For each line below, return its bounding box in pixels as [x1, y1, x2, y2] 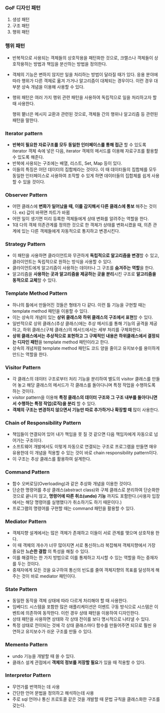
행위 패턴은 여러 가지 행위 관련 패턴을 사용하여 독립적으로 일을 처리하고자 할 [12, 94, 157, 100]
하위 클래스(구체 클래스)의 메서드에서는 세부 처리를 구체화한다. [23, 327, 142, 333]
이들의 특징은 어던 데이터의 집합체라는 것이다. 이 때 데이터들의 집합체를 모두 [12, 166, 157, 172]
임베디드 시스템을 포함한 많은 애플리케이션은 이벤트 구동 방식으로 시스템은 [12, 604, 154, 610]
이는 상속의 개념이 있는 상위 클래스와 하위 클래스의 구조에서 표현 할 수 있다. [12, 314, 154, 320]
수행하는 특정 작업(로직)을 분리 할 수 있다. [17, 401, 97, 407]
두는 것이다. [17, 561, 40, 567]
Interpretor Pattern [5, 672, 51, 679]
